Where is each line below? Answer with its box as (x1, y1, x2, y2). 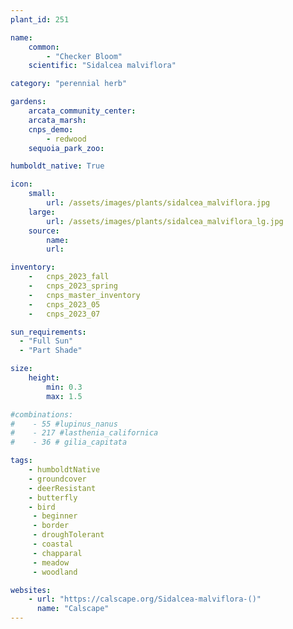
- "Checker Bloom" (46, 51, 123, 61)
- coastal (32, 539, 74, 549)
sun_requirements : (10, 327, 87, 337)
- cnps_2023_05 (28, 299, 101, 310)
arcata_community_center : (28, 106, 137, 116)
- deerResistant (28, 483, 97, 493)
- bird (28, 502, 56, 512)
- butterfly (28, 492, 78, 503)
